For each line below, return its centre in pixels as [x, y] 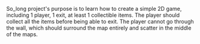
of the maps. [22, 34]
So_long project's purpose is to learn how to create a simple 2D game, [94, 9]
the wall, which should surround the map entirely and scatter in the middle [99, 28]
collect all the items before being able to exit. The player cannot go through [100, 21]
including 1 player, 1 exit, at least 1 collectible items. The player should [93, 15]
